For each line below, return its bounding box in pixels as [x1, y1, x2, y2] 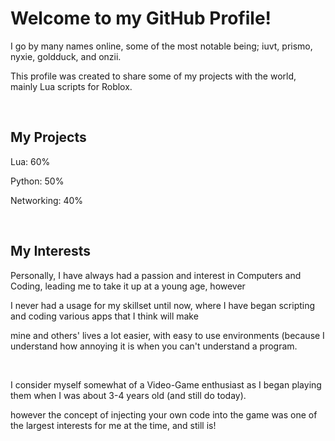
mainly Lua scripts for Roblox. [10, 80, 133, 92]
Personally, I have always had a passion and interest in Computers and [10, 269, 302, 281]
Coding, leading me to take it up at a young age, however [10, 280, 246, 292]
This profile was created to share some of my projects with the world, [10, 70, 297, 82]
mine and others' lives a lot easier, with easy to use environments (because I [10, 329, 325, 341]
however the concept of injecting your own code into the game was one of [10, 408, 318, 421]
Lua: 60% [10, 155, 51, 167]
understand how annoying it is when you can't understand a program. [10, 340, 298, 352]
